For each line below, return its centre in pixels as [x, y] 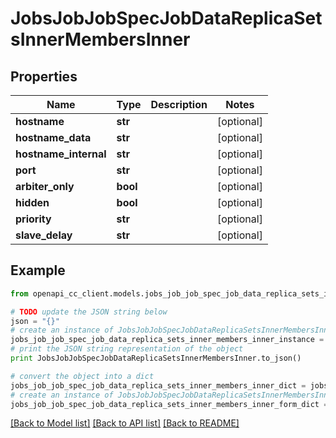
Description [179, 104]
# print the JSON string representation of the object [127, 349]
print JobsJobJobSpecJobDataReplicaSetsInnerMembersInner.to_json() [156, 358]
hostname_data [53, 137]
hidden [32, 202]
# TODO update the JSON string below [89, 312]
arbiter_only [45, 186]
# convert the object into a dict [82, 376]
